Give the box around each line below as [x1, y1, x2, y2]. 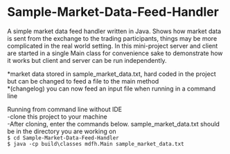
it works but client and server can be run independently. [7, 56, 168, 64]
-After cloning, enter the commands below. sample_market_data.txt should [7, 119, 220, 128]
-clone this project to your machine [7, 112, 107, 121]
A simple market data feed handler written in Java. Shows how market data [7, 27, 222, 35]
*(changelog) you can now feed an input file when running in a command [7, 84, 216, 93]
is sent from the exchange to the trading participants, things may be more [7, 34, 218, 42]
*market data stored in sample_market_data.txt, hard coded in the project [7, 70, 216, 78]
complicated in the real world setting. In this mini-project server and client [7, 41, 218, 50]
